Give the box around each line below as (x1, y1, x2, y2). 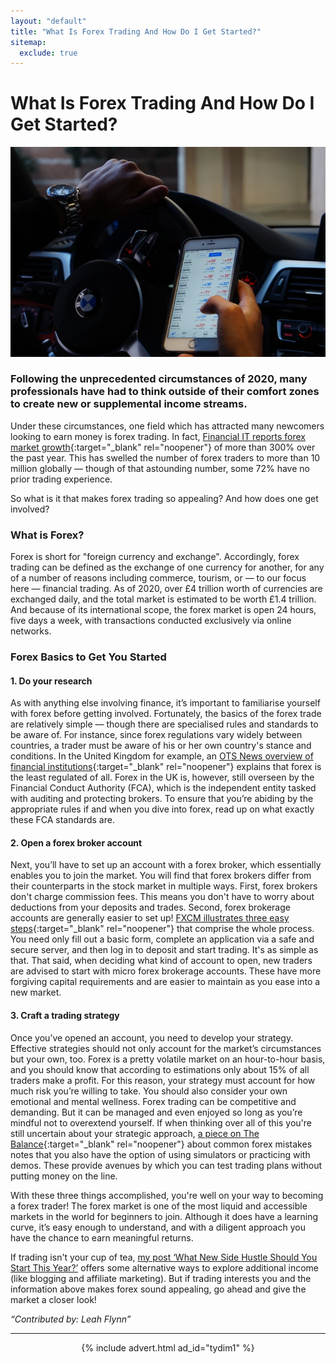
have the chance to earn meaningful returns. (10, 1231, 194, 1244)
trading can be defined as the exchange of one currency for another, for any (10, 561, 325, 574)
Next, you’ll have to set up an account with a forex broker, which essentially (10, 859, 322, 871)
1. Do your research (10, 675, 93, 687)
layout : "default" (10, 16, 87, 26)
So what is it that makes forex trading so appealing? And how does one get (10, 492, 319, 504)
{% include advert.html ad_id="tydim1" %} (81, 1341, 255, 1354)
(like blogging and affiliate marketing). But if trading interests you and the (10, 1272, 312, 1284)
